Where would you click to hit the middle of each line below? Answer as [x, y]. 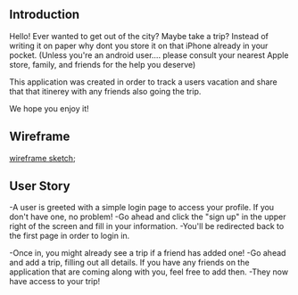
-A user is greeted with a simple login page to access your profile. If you [142, 208]
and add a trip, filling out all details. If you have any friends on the [129, 263]
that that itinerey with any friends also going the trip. [105, 91]
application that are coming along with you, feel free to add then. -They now [149, 272]
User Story [40, 186]
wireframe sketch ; [42, 158]
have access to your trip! [55, 282]
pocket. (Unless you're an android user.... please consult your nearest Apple [149, 55]
